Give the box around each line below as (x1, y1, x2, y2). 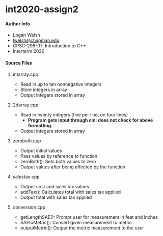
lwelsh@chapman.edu (12, 37, 60, 44)
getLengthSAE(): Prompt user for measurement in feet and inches (20, 214, 158, 220)
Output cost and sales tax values (20, 183, 89, 189)
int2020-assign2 (5, 4, 79, 15)
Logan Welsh (12, 32, 41, 38)
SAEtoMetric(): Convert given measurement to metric (20, 219, 132, 225)
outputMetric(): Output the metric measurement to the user (20, 225, 144, 231)
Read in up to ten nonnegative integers (20, 81, 102, 87)
